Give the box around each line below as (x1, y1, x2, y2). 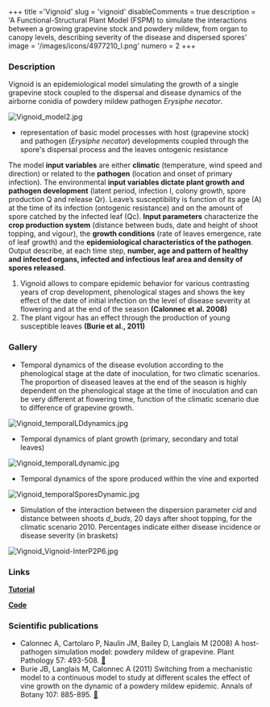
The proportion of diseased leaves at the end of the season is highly (19, 377, 247, 387)
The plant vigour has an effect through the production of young (19, 313, 231, 323)
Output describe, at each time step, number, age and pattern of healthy (8, 246, 248, 256)
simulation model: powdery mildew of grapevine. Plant (53, 647, 235, 657)
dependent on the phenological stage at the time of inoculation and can (19, 386, 258, 395)
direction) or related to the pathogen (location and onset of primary (8, 169, 233, 179)
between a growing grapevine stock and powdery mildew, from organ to (8, 24, 248, 33)
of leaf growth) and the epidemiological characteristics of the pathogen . (8, 238, 254, 247)
